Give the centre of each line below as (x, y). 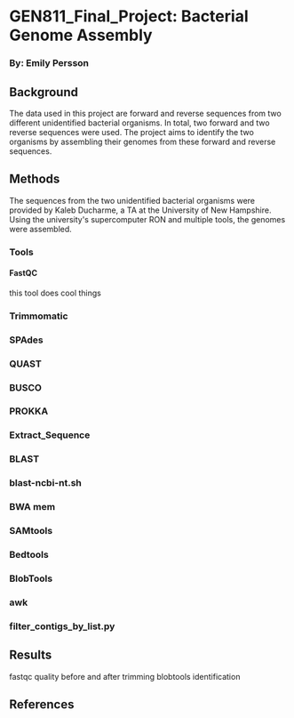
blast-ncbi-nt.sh (45, 483)
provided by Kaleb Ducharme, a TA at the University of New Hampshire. (140, 210)
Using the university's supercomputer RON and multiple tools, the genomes (147, 219)
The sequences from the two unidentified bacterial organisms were (132, 200)
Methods (35, 179)
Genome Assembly (81, 35)
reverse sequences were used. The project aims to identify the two (132, 132)
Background (44, 92)
